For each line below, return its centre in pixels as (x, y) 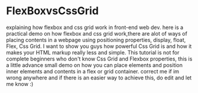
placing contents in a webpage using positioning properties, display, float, (96, 40)
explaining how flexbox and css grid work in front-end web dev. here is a (95, 27)
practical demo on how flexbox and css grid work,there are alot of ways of (97, 33)
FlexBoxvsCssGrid (53, 11)
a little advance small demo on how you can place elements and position (95, 65)
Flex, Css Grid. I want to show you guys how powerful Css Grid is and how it (99, 46)
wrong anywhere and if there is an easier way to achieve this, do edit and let (99, 78)
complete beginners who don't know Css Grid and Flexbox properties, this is (99, 59)
